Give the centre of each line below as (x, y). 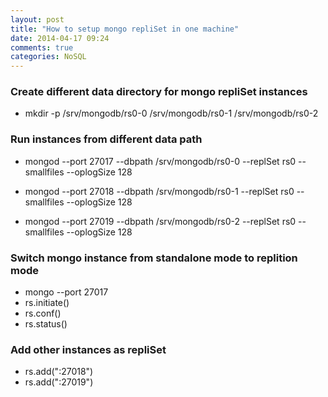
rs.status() (46, 324)
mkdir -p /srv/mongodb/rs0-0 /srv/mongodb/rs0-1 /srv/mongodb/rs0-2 (171, 113)
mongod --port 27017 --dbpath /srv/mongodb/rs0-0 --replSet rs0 (160, 161)
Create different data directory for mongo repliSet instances (159, 92)
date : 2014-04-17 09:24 (60, 38)
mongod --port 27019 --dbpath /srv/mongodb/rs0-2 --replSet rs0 (160, 221)
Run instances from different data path (106, 139)
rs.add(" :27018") (59, 372)
